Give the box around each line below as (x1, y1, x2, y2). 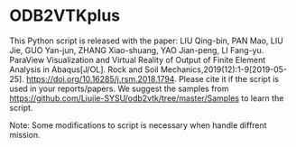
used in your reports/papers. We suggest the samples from (9, 83, 229, 94)
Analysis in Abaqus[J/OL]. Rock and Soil (9, 64, 159, 75)
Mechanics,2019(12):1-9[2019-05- (160, 64, 287, 75)
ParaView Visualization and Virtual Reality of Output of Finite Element (9, 54, 266, 65)
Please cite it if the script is (179, 73, 280, 84)
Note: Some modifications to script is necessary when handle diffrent (9, 119, 268, 131)
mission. (9, 129, 41, 140)
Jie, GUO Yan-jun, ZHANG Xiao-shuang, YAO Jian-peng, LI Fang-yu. (9, 44, 264, 55)
